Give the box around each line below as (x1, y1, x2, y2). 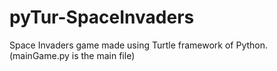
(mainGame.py (9, 49, 70, 61)
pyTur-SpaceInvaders (9, 6, 195, 29)
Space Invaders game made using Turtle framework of (9, 39, 234, 51)
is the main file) (71, 49, 136, 61)
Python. (235, 39, 269, 51)
